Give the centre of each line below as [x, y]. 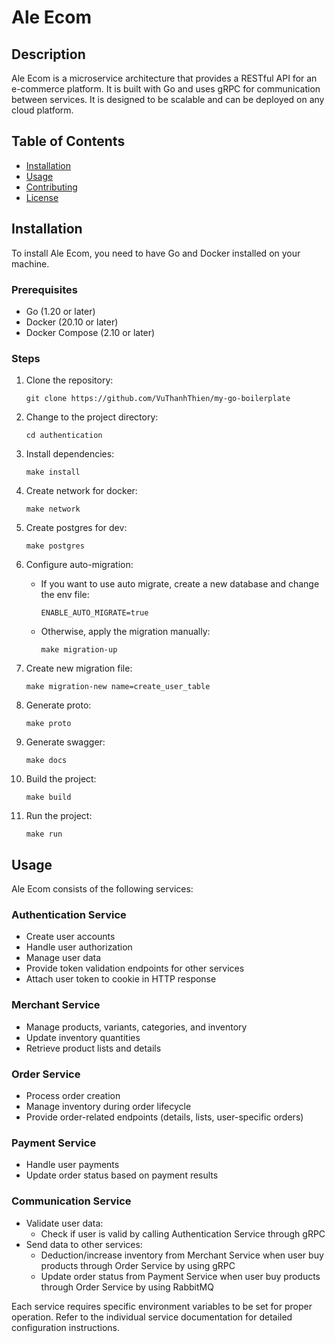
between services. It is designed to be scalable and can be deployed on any [168, 99]
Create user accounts [70, 937]
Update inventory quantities [83, 1037]
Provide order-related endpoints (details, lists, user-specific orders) [164, 1117]
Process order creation [73, 1095]
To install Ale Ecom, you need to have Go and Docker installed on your [156, 253]
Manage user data [63, 958]
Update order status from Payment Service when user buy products [180, 1276]
